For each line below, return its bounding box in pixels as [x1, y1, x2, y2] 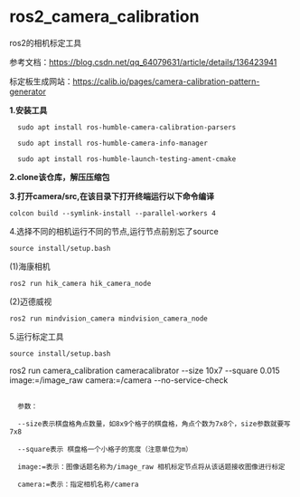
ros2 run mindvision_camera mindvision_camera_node [9, 314, 208, 323]
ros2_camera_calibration [9, 6, 200, 27]
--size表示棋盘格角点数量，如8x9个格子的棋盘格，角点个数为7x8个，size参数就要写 [17, 419, 291, 428]
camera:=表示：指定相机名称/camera [17, 480, 139, 489]
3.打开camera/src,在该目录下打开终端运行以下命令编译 [9, 190, 215, 201]
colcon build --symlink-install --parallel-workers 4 [9, 208, 217, 218]
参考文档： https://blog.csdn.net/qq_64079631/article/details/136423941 [9, 56, 277, 67]
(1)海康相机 [9, 261, 51, 272]
